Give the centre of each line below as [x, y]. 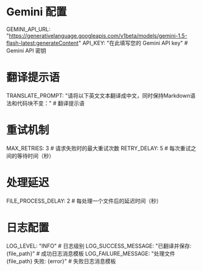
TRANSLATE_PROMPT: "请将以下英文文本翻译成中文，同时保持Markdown [98, 95]
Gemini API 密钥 [26, 50]
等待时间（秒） [36, 156]
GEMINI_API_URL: [28, 29]
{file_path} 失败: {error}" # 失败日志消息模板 [61, 261]
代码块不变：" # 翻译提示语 [51, 103]
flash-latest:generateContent [43, 43]
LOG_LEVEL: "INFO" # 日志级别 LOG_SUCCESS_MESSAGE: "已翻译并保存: [99, 246]
